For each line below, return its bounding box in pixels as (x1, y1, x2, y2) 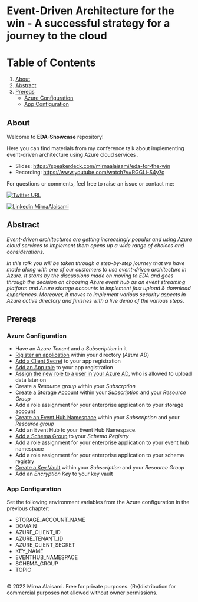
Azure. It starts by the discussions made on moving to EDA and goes (6, 272, 174, 279)
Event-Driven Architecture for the (6, 4, 174, 18)
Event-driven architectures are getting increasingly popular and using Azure (6, 236, 192, 243)
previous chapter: (6, 505, 49, 512)
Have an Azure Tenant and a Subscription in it (15, 345, 127, 352)
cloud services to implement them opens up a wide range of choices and (6, 242, 184, 249)
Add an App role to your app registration (15, 364, 114, 371)
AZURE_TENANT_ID (15, 535, 64, 542)
